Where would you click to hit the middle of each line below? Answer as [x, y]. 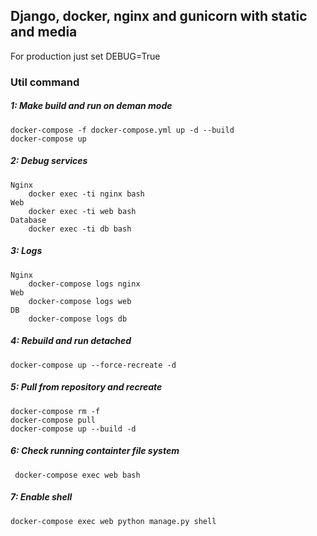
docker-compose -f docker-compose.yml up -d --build [122, 130]
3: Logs [26, 251]
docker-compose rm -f [55, 411]
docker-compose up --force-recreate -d [93, 365]
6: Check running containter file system [95, 451]
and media [44, 32]
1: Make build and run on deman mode [91, 106]
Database [28, 220]
